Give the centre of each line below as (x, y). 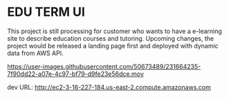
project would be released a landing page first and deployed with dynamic (113, 46)
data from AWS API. (35, 53)
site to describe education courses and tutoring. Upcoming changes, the (111, 38)
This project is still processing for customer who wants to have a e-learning (115, 31)
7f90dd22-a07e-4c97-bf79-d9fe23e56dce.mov (75, 74)
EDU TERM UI (46, 12)
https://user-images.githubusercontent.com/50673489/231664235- (104, 66)
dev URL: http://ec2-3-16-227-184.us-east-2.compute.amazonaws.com (109, 87)
